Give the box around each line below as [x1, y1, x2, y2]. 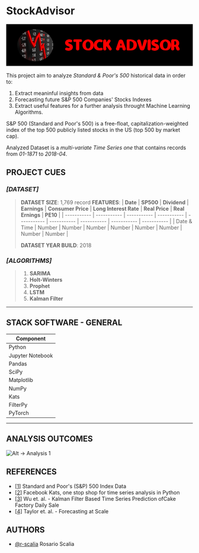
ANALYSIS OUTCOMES [6, 434, 93, 444]
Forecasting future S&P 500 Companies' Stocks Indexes [14, 96, 152, 103]
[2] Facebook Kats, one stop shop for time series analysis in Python [14, 488, 180, 496]
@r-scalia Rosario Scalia [14, 541, 75, 548]
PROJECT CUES [6, 168, 66, 178]
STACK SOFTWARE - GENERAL [6, 318, 123, 328]
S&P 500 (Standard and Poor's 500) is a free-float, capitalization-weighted [6, 120, 188, 127]
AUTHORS [6, 525, 46, 535]
